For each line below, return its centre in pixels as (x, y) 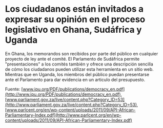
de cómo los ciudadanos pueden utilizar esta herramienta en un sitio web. (79, 69)
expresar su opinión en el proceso (75, 19)
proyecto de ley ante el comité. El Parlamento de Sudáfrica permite (72, 59)
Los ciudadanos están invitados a (74, 9)
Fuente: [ (14, 89)
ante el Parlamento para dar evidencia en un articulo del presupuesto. (75, 80)
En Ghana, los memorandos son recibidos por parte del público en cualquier (81, 53)
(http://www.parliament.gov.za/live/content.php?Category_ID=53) (71, 105)
